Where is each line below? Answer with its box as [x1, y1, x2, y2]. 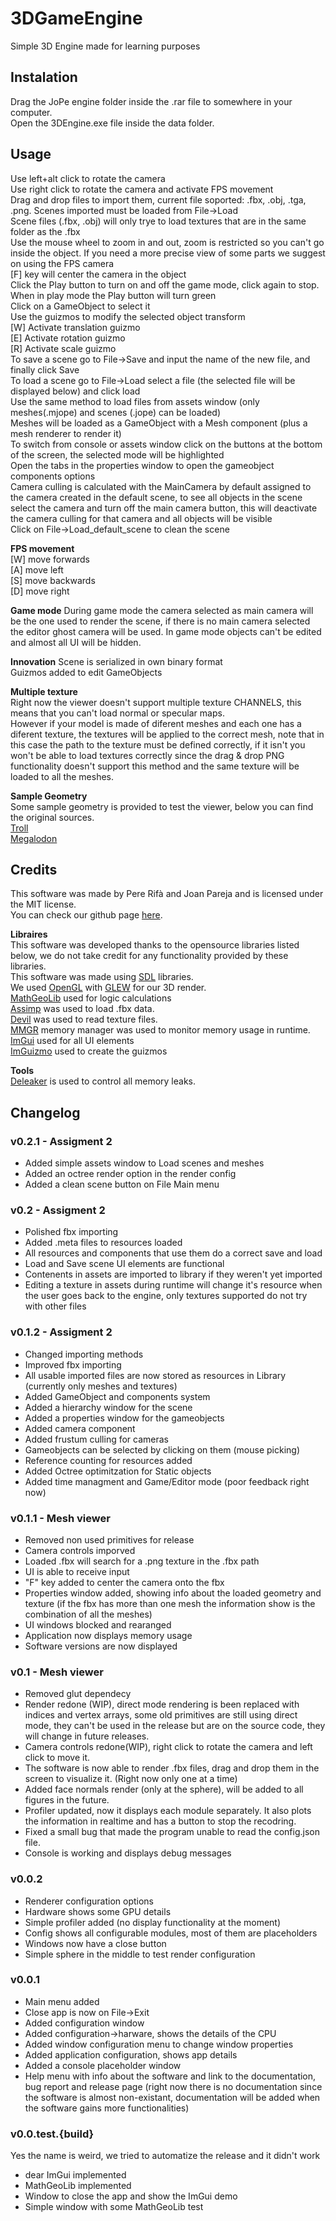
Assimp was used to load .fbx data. [10, 1003, 155, 1015]
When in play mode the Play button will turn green [10, 289, 217, 301]
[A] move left [10, 563, 64, 576]
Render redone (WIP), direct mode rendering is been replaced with [24, 1698, 300, 1711]
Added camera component [24, 1422, 136, 1434]
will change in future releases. [24, 1730, 150, 1742]
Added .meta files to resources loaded [24, 1237, 183, 1249]
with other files [24, 1300, 87, 1312]
